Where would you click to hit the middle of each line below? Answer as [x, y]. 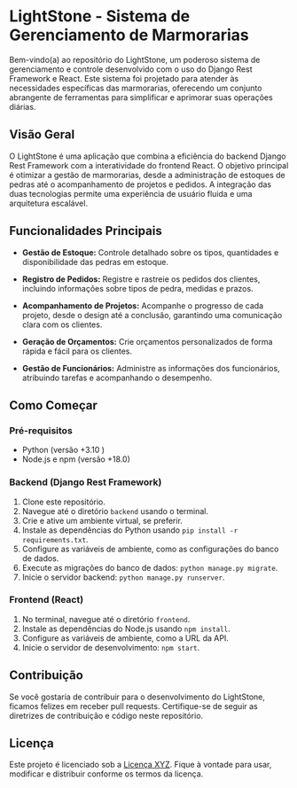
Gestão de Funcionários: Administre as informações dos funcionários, [151, 368]
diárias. [23, 106]
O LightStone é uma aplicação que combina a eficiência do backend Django [148, 156]
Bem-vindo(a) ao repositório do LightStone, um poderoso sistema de [135, 59]
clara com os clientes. [62, 324]
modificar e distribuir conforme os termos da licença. [106, 774]
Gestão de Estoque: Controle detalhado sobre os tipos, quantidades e [150, 252]
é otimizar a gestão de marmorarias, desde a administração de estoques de [147, 175]
